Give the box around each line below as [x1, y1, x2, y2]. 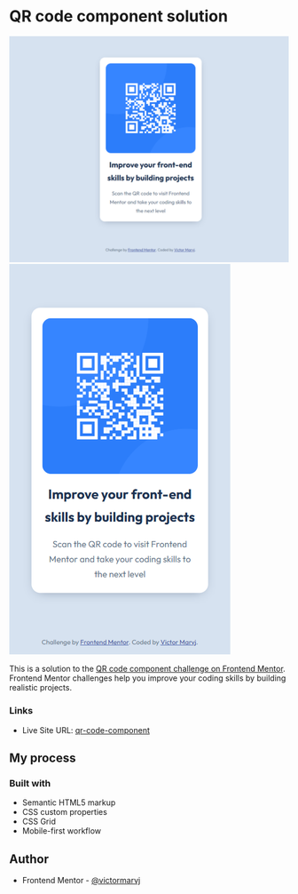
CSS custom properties [21, 807, 108, 818]
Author [9, 851, 49, 866]
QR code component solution [9, 6, 229, 27]
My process [9, 751, 76, 766]
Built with [9, 778, 51, 790]
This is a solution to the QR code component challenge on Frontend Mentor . [9, 664, 286, 674]
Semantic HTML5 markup [21, 797, 116, 808]
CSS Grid [21, 816, 56, 827]
